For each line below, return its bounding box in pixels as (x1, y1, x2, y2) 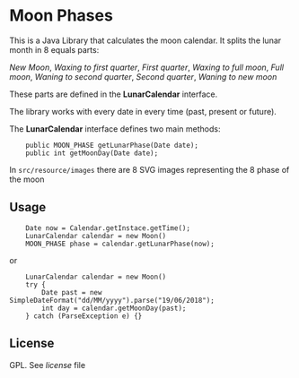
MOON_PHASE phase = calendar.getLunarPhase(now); (25, 239, 215, 248)
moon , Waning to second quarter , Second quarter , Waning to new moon (9, 71, 277, 82)
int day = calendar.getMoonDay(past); (41, 304, 187, 313)
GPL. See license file (9, 359, 86, 370)
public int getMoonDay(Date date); (25, 149, 159, 158)
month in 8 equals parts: (9, 44, 100, 55)
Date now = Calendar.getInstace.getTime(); (25, 223, 191, 233)
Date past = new (41, 288, 102, 296)
